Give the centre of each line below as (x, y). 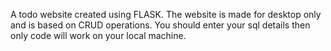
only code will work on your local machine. (98, 35)
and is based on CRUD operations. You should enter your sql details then (160, 25)
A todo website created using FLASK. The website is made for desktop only (166, 14)
